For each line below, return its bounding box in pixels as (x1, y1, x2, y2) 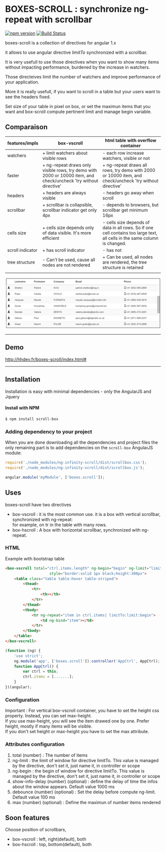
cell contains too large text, (102, 230, 158, 235)
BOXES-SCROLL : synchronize (5, 3, 132, 15)
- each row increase (102, 150, 144, 156)
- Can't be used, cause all (42, 257, 95, 263)
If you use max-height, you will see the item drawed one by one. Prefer (5, 718, 150, 724)
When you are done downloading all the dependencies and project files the (5, 439, 158, 445)
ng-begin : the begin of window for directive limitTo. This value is (12, 768, 145, 774)
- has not (102, 247, 122, 253)
